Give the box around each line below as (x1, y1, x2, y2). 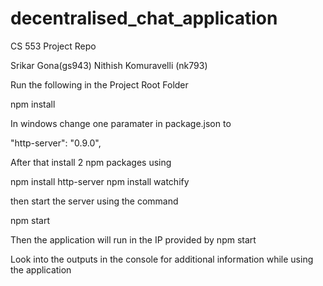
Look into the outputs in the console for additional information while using (10, 253, 314, 265)
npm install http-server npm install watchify (10, 175, 190, 187)
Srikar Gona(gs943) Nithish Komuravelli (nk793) (10, 59, 208, 71)
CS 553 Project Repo (10, 40, 97, 52)
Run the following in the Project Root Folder (10, 78, 189, 91)
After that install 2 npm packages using (10, 156, 172, 168)
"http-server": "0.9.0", (10, 137, 102, 149)
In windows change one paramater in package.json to (10, 117, 232, 129)
